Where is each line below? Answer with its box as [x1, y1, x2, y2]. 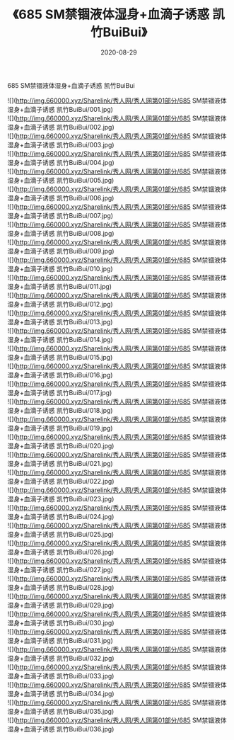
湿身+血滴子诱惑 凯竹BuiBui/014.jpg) [7, 335, 113, 343]
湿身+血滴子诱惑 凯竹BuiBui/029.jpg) [7, 600, 115, 609]
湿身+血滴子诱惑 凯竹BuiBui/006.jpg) [7, 193, 115, 202]
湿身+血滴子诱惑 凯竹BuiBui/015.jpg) [7, 353, 113, 361]
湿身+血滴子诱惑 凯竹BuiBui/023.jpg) [7, 494, 115, 503]
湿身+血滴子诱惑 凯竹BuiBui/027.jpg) [7, 565, 114, 574]
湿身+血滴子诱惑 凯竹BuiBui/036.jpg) [7, 724, 115, 733]
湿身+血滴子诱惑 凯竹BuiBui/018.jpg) [7, 406, 113, 414]
